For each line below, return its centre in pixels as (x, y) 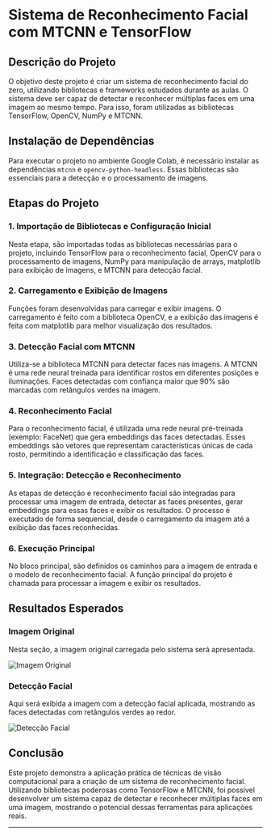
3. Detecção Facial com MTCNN (72, 346)
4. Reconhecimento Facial (60, 411)
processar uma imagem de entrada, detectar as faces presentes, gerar (126, 501)
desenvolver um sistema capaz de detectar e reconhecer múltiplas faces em (135, 798)
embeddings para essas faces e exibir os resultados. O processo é (119, 510)
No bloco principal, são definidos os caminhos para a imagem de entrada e (133, 566)
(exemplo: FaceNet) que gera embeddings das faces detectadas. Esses (127, 437)
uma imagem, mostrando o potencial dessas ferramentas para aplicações (131, 807)
